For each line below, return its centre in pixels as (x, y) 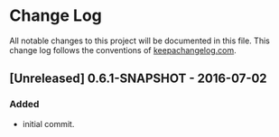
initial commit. (48, 123)
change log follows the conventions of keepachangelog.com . (123, 50)
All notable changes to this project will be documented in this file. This (140, 41)
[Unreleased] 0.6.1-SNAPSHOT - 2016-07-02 (139, 79)
